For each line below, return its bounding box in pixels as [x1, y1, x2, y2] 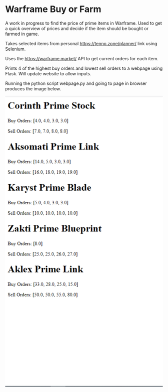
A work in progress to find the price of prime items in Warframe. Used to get [5, 20, 162, 26]
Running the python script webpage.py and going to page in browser [5, 80, 147, 86]
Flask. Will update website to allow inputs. [5, 70, 91, 76]
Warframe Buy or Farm [5, 4, 101, 15]
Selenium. [5, 46, 26, 52]
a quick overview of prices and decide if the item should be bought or [5, 25, 149, 31]
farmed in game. [5, 31, 39, 37]
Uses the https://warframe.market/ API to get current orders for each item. [5, 55, 158, 61]
